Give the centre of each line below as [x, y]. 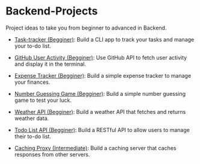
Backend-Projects [52, 11]
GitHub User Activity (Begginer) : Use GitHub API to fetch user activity [101, 57]
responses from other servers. [52, 154]
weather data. [32, 118]
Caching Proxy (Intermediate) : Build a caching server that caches [95, 148]
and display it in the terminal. [50, 64]
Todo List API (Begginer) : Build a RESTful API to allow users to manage [102, 130]
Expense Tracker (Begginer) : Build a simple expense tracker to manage [103, 75]
